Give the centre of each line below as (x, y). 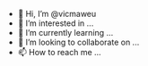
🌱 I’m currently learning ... (65, 33)
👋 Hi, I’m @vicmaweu (57, 14)
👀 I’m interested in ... (56, 23)
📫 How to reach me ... (59, 52)
